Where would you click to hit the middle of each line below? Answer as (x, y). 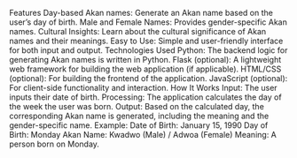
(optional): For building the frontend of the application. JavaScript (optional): (148, 78)
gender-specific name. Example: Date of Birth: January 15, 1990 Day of (139, 125)
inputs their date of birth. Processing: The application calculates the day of (145, 97)
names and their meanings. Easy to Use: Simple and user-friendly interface (146, 41)
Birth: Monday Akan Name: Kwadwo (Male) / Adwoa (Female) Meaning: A (143, 135)
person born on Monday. (55, 144)
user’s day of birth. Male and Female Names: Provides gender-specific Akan (148, 22)
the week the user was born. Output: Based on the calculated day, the (137, 106)
